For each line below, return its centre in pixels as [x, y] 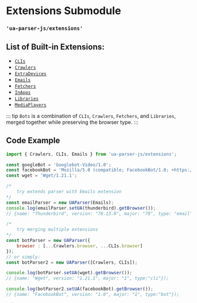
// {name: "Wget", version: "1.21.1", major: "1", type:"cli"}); [87, 278]
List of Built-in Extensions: [55, 47]
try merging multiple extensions [57, 230]
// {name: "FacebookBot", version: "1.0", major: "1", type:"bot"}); [93, 295]
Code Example [33, 141]
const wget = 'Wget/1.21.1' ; [42, 176]
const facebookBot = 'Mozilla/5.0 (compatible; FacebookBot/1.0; [87, 170]
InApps [23, 92]
